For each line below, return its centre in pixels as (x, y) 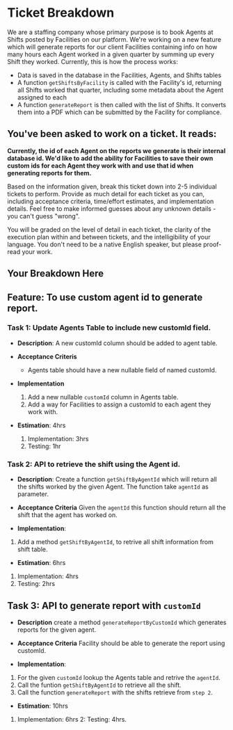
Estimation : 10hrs (42, 706)
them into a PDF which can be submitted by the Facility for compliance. (119, 112)
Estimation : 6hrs (41, 563)
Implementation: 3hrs (58, 438)
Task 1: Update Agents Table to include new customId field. (109, 328)
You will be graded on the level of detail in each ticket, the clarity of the (109, 229)
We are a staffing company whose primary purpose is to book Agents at (110, 32)
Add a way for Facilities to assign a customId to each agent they (119, 404)
